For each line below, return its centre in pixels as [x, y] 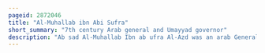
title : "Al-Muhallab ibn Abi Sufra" [68, 23]
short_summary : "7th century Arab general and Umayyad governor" [118, 30]
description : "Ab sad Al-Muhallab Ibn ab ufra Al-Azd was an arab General [134, 37]
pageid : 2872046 [35, 15]
